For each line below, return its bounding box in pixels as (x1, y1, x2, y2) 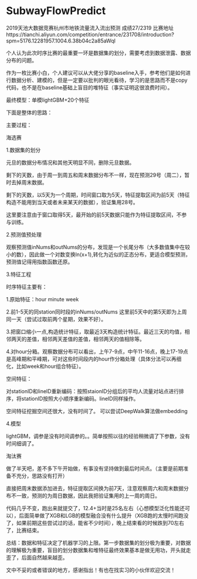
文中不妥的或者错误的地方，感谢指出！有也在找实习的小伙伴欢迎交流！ (6, 566, 176, 573)
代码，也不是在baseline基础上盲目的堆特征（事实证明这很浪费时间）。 (6, 84, 173, 91)
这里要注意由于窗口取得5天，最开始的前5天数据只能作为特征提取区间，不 (6, 211, 182, 218)
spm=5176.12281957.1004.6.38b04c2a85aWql (6, 37, 116, 44)
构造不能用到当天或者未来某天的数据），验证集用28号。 (6, 198, 139, 205)
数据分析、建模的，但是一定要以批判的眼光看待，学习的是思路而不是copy (11, 76, 188, 84)
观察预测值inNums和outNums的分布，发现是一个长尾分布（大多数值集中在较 (6, 243, 191, 251)
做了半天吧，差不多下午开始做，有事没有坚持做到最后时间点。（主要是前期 (6, 465, 184, 472)
